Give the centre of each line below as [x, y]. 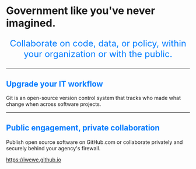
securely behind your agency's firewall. [53, 148]
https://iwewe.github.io [34, 160]
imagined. [31, 23]
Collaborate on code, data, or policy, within [98, 44]
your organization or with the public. [98, 54]
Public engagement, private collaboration [83, 128]
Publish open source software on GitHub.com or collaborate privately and [94, 142]
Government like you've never [81, 11]
